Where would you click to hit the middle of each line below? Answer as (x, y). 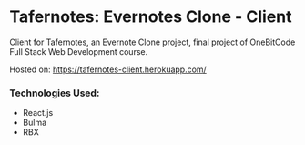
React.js (38, 113)
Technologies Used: (55, 93)
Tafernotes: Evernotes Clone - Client (151, 17)
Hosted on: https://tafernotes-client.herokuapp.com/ (108, 69)
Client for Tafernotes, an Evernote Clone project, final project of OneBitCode (152, 42)
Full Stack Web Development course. (79, 51)
